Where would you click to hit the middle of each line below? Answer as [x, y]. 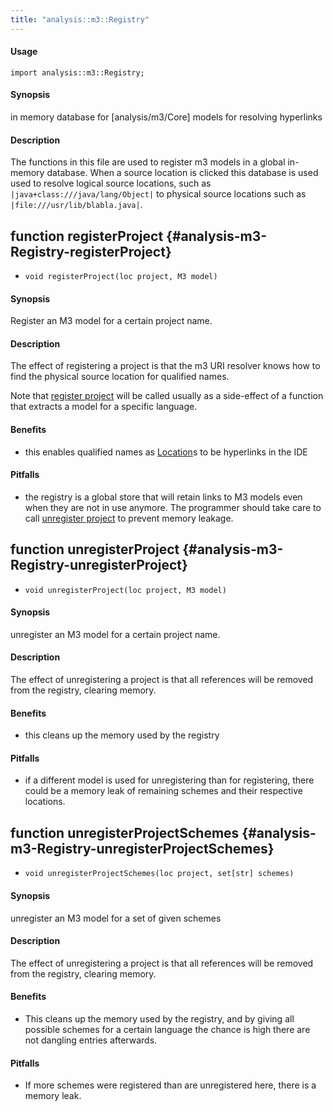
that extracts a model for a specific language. [104, 407]
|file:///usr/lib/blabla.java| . [76, 205]
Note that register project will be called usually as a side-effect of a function [167, 396]
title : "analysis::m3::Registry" [80, 19]
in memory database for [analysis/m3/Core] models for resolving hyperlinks [166, 117]
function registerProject [87, 236]
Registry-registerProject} [91, 251]
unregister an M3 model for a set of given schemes [116, 918]
